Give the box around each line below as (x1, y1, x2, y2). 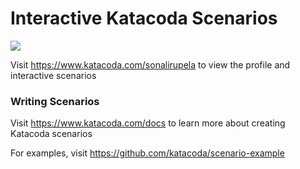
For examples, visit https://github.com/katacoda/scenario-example (10, 147, 285, 159)
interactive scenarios (10, 69, 97, 81)
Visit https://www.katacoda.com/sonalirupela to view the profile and (10, 58, 291, 71)
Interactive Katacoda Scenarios (10, 7, 278, 30)
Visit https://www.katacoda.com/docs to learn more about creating (10, 117, 286, 129)
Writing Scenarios (10, 94, 100, 108)
